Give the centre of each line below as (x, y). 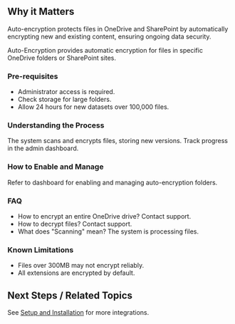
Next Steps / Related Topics (70, 295)
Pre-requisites (33, 76)
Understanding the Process (56, 125)
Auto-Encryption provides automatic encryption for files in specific (105, 50)
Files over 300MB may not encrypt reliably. (81, 266)
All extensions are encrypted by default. (76, 273)
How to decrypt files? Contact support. (75, 224)
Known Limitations (41, 250)
